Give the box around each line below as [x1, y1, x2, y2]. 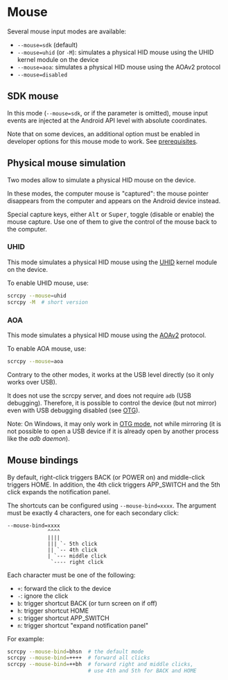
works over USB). [7, 378, 58, 386]
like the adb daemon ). [7, 434, 71, 442]
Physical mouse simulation [7, 157, 126, 169]
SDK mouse [7, 90, 59, 102]
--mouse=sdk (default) [17, 40, 78, 49]
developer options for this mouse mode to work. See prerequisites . [7, 137, 198, 145]
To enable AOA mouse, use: [7, 344, 87, 353]
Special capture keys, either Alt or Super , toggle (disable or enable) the [7, 210, 215, 218]
